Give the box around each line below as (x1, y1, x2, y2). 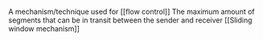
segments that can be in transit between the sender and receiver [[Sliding (8, 15, 253, 25)
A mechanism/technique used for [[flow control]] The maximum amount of (8, 7, 255, 16)
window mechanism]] (8, 24, 80, 33)
